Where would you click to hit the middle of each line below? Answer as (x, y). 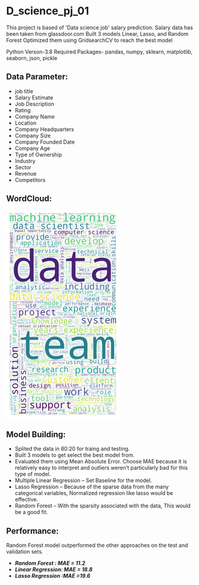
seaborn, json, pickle (32, 58)
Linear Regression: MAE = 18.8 (54, 569)
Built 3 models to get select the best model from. (75, 455)
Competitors (30, 179)
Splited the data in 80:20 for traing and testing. (72, 449)
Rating (23, 110)
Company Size (33, 135)
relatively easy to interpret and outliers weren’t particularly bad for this (101, 468)
